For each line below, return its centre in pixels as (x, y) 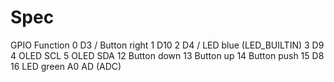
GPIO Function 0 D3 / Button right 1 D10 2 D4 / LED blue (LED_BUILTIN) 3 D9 (167, 45)
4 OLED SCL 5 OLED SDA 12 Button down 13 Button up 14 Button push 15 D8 (167, 55)
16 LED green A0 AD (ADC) (66, 66)
